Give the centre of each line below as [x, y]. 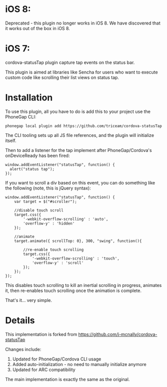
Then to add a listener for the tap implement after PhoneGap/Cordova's [78, 150]
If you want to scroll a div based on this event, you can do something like [80, 182]
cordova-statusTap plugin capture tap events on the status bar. [70, 62]
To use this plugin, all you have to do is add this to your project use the [78, 111]
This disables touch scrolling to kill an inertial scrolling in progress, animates [83, 285]
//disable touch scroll [39, 210]
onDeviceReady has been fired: [37, 155]
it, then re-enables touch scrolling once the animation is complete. [73, 290]
